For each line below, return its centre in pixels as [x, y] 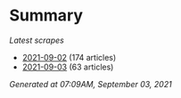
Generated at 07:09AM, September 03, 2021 [90, 84]
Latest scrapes [37, 40]
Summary [46, 16]
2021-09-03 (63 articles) [68, 67]
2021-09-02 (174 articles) [69, 57]
